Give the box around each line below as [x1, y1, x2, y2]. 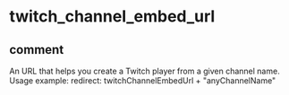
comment [9, 42, 64, 57]
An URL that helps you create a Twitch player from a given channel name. [9, 65, 280, 76]
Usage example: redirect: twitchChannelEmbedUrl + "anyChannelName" [9, 75, 276, 86]
